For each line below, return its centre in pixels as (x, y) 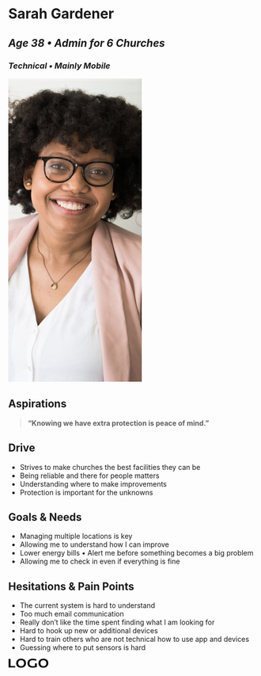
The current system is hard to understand (87, 605)
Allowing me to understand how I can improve (95, 544)
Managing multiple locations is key (76, 537)
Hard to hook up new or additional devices (89, 631)
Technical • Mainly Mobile (59, 66)
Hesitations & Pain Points (71, 586)
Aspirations (38, 404)
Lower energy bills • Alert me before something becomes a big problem (136, 553)
